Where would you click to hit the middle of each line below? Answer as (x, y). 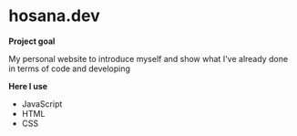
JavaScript (42, 104)
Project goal (32, 41)
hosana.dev (55, 16)
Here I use (28, 86)
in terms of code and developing (70, 68)
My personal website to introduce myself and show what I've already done (148, 58)
